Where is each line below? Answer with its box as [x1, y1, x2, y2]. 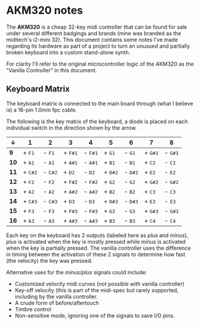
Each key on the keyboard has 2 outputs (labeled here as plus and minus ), [6, 231, 189, 239]
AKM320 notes [6, 4, 84, 17]
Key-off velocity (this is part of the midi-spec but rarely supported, [14, 286, 179, 293]
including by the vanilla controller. [14, 293, 98, 300]
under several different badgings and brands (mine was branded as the [6, 29, 181, 36]
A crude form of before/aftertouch [14, 299, 100, 306]
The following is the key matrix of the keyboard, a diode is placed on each [6, 118, 188, 125]
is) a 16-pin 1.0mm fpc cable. [6, 106, 78, 114]
